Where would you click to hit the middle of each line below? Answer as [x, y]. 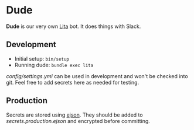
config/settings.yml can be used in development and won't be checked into [97, 76]
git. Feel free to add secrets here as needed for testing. [73, 82]
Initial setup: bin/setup [42, 58]
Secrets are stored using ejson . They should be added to [74, 115]
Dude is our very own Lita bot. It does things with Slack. [74, 26]
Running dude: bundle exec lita [54, 65]
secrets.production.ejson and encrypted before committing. [78, 121]
